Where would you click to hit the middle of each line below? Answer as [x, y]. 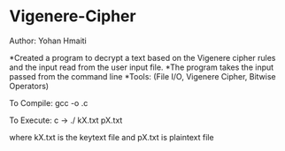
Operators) [29, 86]
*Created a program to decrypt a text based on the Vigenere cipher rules [142, 57]
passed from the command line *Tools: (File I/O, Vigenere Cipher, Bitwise [142, 76]
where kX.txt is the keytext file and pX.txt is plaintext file [112, 137]
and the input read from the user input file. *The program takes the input [142, 67]
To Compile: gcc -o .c [49, 102]
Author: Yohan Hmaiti [48, 41]
